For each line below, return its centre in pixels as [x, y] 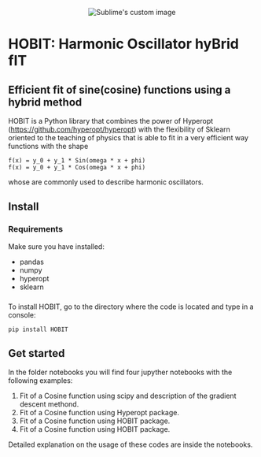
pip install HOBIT [38, 329]
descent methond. [49, 404]
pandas [32, 262]
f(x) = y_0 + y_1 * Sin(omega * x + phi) [77, 161]
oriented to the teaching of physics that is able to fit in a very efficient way [129, 137]
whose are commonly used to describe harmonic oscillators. [106, 182]
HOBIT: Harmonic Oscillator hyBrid [124, 44]
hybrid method [45, 102]
